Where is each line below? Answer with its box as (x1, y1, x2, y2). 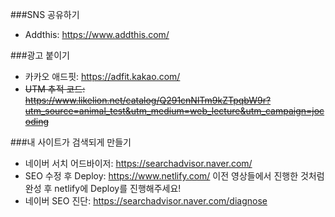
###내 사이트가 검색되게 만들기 (10, 136, 132, 148)
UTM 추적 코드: (24, 83, 86, 95)
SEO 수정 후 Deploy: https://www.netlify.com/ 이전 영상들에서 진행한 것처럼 (24, 170, 325, 182)
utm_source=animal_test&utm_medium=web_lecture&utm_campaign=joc (24, 105, 325, 117)
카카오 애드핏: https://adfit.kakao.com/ (24, 71, 181, 82)
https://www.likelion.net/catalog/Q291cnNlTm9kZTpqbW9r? (24, 94, 272, 106)
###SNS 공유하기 (10, 9, 80, 20)
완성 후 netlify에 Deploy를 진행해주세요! (24, 183, 182, 194)
